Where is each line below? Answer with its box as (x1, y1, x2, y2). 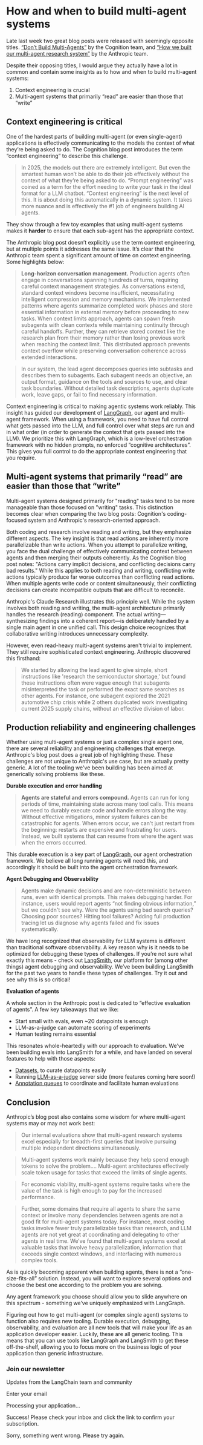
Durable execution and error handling (6, 782, 103, 789)
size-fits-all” (6, 1275, 37, 1282)
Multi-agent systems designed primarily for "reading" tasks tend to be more (6, 497, 195, 504)
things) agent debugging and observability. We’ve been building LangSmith (6, 963, 194, 970)
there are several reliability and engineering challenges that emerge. (6, 745, 176, 752)
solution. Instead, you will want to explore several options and (38, 1275, 192, 1282)
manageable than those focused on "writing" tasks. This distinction (6, 504, 174, 511)
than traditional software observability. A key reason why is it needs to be (6, 944, 189, 951)
